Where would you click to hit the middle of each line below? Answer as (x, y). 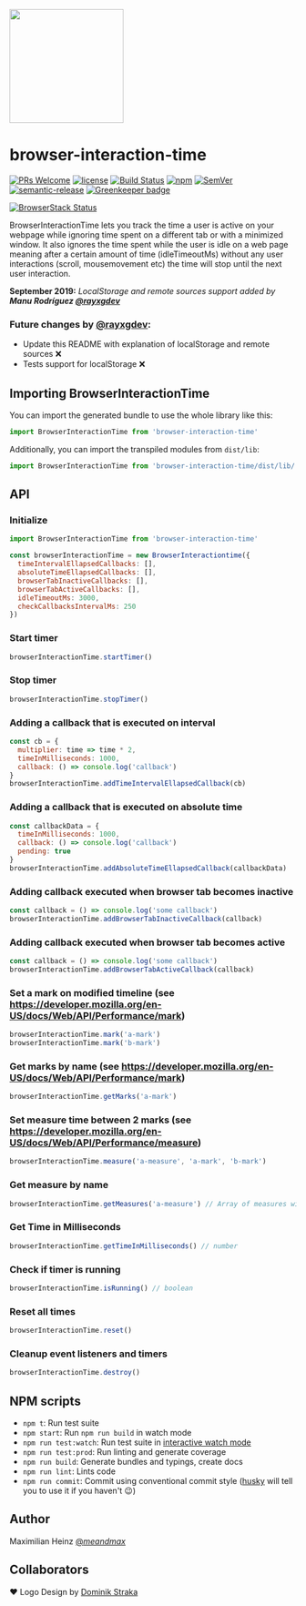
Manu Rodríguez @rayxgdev (65, 300)
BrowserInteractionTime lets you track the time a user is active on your (142, 225)
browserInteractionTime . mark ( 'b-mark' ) (85, 1043)
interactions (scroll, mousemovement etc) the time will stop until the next (146, 263)
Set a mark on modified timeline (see (92, 992)
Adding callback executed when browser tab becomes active (147, 942)
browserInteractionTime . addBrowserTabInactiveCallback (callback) (136, 919)
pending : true (44, 851)
